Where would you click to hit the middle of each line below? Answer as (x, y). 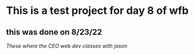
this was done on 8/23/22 (54, 32)
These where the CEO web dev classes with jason (67, 46)
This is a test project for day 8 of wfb (98, 11)
